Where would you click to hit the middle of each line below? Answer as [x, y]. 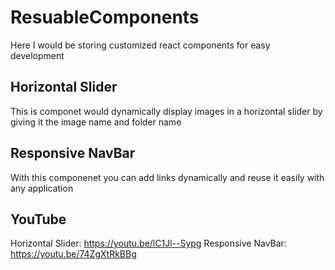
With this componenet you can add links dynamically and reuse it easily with [167, 177]
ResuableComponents [105, 17]
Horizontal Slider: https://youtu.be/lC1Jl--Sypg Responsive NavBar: [148, 243]
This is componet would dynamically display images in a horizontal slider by [166, 111]
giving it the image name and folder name [96, 122]
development [37, 55]
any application [42, 188]
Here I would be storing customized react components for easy [140, 45]
